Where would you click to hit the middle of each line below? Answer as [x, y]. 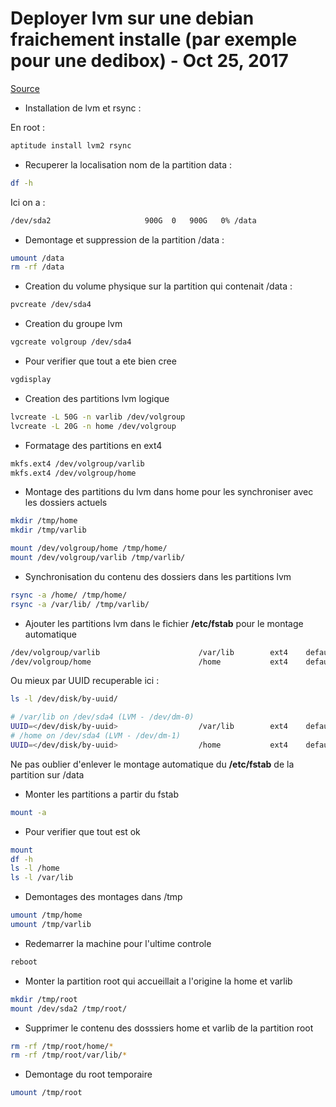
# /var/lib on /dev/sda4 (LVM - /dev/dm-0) [102, 717]
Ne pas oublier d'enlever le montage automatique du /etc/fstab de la [152, 764]
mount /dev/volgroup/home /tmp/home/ [89, 548]
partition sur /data [47, 774]
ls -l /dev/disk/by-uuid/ [64, 699]
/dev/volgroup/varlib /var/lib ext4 [149, 652]
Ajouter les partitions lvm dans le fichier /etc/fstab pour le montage [164, 623]
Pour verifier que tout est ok [82, 831]
